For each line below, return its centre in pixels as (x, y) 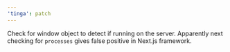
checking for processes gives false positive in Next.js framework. (99, 41)
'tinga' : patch (29, 14)
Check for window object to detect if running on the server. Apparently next (115, 33)
